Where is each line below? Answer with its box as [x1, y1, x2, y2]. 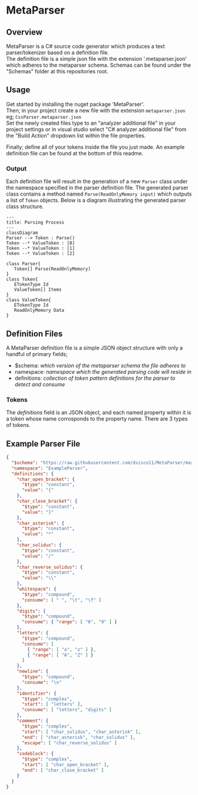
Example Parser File [6, 438, 81, 449]
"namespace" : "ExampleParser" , [11, 465, 88, 471]
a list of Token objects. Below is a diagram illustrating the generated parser [6, 197, 186, 204]
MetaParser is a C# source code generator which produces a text [6, 43, 165, 50]
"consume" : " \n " [21, 679, 62, 685]
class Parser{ [6, 261, 41, 267]
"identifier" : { [16, 690, 57, 696]
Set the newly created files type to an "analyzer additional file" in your [6, 119, 176, 126]
